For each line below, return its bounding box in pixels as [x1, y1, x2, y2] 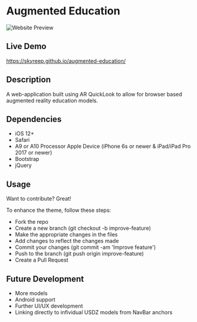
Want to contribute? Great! [6, 195, 72, 202]
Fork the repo [14, 218, 49, 226]
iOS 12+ [14, 130, 35, 137]
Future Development [6, 274, 84, 284]
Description [6, 75, 51, 85]
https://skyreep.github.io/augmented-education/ [6, 57, 126, 64]
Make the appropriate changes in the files [14, 231, 118, 238]
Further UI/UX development [14, 302, 83, 309]
